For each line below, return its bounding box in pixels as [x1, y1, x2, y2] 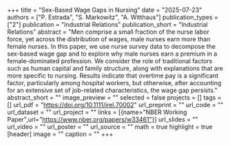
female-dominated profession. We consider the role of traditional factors [7, 57, 213, 65]
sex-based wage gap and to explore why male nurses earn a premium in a [7, 49, 218, 58]
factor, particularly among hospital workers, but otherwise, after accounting [7, 79, 222, 87]
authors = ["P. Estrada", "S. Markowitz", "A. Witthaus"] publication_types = [7, 13, 219, 21]
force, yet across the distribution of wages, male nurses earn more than [7, 35, 211, 43]
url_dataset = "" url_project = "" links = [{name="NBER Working [7, 108, 187, 116]
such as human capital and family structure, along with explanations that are [7, 65, 224, 72]
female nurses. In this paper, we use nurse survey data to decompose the [7, 43, 216, 50]
